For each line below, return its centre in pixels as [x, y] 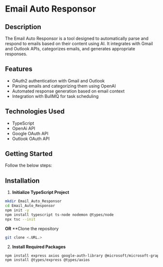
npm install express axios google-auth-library [54, 255]
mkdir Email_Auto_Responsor [33, 201]
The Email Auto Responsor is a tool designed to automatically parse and [77, 38]
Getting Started [29, 154]
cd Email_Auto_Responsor [30, 206]
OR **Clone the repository [32, 228]
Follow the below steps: [29, 165]
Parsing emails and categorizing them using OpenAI [64, 86]
